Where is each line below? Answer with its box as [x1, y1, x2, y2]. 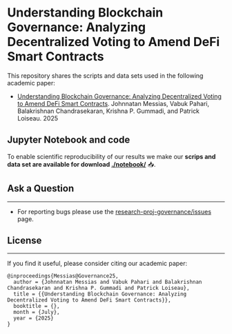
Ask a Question [7, 182, 75, 194]
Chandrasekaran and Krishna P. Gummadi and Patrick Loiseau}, [7, 284, 190, 292]
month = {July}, [13, 309, 60, 316]
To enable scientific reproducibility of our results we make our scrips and [7, 152, 216, 160]
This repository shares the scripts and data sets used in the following [7, 71, 204, 80]
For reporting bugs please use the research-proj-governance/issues [17, 207, 212, 216]
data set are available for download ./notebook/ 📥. [7, 160, 156, 168]
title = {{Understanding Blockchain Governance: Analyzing [13, 291, 187, 298]
